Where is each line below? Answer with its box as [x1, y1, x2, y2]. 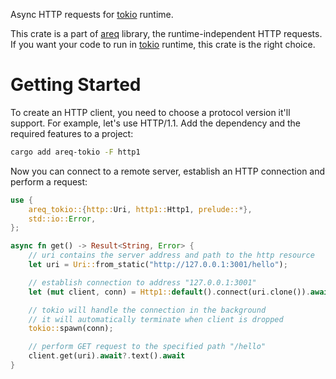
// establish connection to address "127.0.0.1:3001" [28, 277, 257, 288]
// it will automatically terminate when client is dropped [28, 314, 284, 324]
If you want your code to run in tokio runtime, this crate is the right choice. [10, 39, 316, 50]
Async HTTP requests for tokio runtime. [10, 9, 174, 20]
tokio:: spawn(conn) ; [28, 324, 114, 334]
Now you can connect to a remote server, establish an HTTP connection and [10, 165, 326, 177]
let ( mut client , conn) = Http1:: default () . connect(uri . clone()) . [28, 287, 311, 297]
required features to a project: [10, 127, 134, 139]
